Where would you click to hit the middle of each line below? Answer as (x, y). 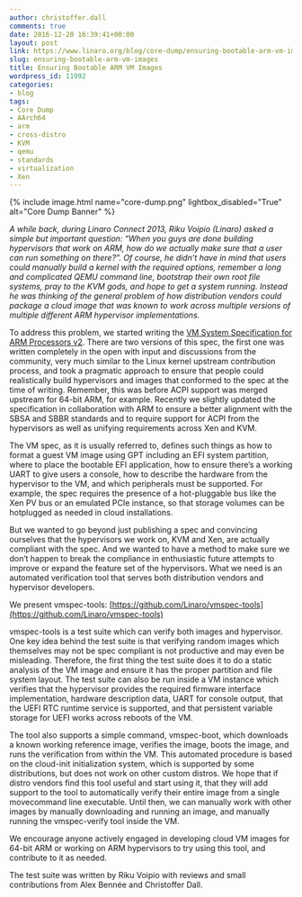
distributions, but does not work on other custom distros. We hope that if (144, 774)
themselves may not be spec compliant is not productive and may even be (147, 651)
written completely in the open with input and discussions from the (133, 352)
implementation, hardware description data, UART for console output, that (146, 699)
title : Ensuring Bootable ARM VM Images (86, 68)
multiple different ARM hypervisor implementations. (105, 315)
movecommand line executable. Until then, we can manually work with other (151, 803)
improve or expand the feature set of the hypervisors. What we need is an (146, 569)
